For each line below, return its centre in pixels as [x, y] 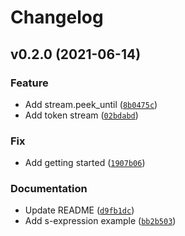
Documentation [49, 189]
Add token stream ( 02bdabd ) [81, 115]
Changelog [57, 17]
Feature [29, 83]
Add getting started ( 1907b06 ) [85, 163]
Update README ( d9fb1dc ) [79, 210]
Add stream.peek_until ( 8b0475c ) [91, 104]
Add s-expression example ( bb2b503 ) [100, 221]
